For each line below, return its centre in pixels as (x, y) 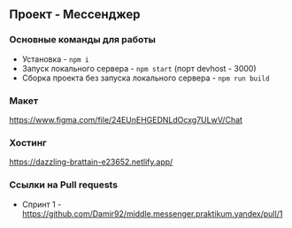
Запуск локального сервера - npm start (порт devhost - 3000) (139, 68)
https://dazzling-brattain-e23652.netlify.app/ (91, 162)
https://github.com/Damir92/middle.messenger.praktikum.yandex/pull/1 (152, 213)
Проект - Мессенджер (75, 15)
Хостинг (28, 142)
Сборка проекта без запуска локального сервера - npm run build (146, 78)
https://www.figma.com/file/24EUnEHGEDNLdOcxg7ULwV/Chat (126, 119)
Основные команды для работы (83, 40)
